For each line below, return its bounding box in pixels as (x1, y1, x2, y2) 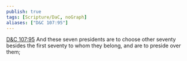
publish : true (6, 8, 42, 15)
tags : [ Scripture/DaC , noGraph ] (6, 14, 87, 20)
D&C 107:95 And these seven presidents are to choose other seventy (6, 36, 176, 43)
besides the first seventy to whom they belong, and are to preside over (6, 42, 182, 49)
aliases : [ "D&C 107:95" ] (6, 20, 68, 25)
